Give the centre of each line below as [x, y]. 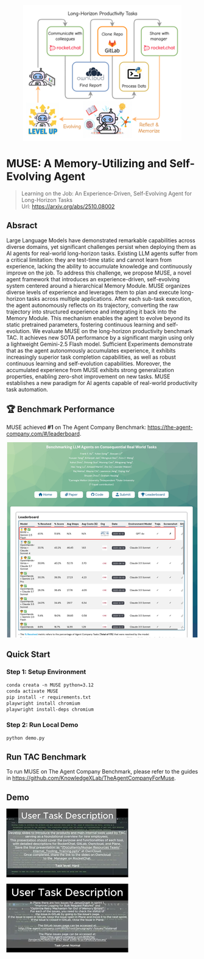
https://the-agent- [170, 427]
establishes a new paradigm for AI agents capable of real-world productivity [102, 383]
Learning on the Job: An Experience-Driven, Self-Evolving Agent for [107, 193]
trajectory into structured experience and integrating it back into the [91, 311]
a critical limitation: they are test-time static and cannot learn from [89, 260]
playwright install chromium [43, 703]
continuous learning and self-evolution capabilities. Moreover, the [89, 363]
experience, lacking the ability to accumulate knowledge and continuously [99, 266]
